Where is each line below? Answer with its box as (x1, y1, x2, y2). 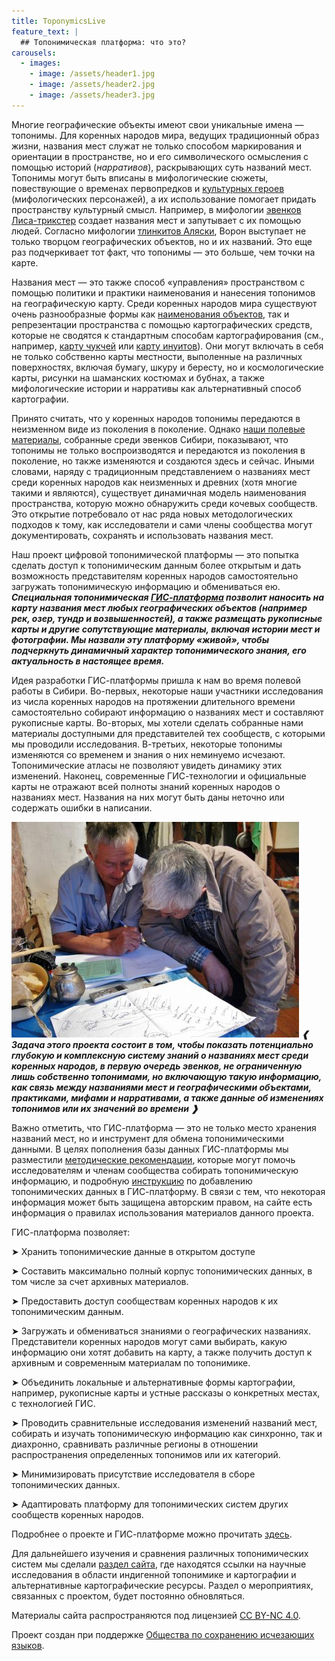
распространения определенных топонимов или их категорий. (11, 1448, 281, 1460)
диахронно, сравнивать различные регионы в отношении (11, 1438, 259, 1450)
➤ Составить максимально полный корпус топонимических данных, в (11, 1265, 313, 1277)
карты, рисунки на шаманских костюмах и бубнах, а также (11, 371, 265, 384)
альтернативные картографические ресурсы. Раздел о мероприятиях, (11, 1579, 314, 1591)
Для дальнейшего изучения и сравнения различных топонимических (11, 1547, 309, 1559)
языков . (11, 1639, 45, 1651)
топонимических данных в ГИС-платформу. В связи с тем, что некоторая (11, 1185, 326, 1197)
